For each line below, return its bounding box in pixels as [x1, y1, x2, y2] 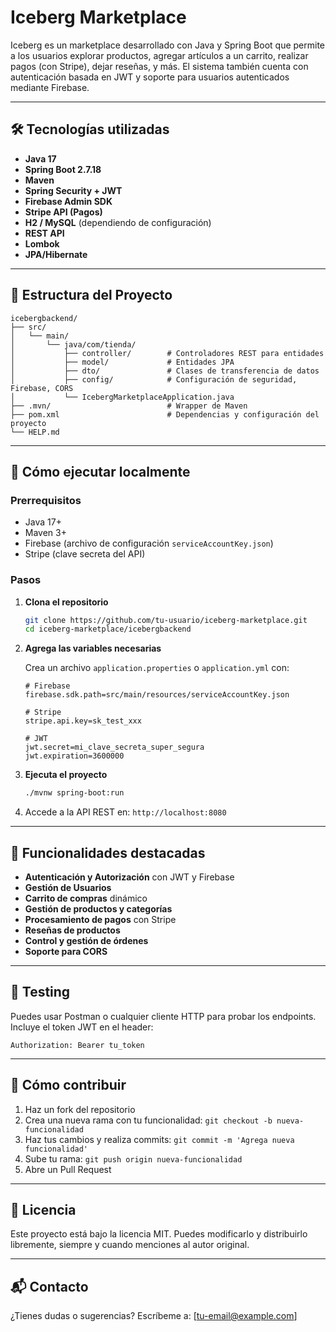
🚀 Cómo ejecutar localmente [10, 463, 191, 480]
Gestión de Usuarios [24, 881, 112, 893]
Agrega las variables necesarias [24, 642, 162, 655]
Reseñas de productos [24, 924, 121, 936]
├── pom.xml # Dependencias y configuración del [10, 409, 320, 420]
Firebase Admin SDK [24, 195, 113, 207]
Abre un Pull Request [24, 1163, 112, 1175]
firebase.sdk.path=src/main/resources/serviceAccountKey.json [24, 690, 290, 700]
